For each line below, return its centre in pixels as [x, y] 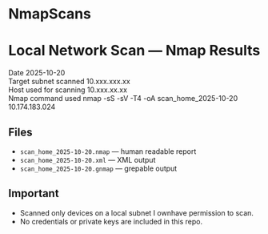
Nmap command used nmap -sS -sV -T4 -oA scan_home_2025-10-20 [123, 99]
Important [34, 194]
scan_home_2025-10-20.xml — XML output [88, 159]
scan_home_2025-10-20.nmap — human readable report [108, 151]
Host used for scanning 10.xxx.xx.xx [68, 90]
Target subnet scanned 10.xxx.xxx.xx [69, 82]
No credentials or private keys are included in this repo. [111, 221]
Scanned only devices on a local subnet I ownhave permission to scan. [137, 212]
